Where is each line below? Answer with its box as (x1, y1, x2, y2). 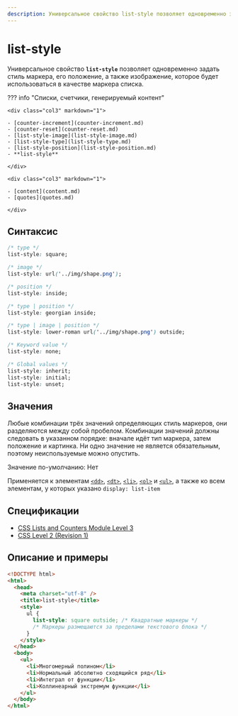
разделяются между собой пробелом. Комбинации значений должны (7, 426, 220, 435)
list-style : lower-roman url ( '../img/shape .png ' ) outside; (7, 329, 186, 336)
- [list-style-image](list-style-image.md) (7, 132, 138, 139)
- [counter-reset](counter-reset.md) (7, 126, 119, 133)
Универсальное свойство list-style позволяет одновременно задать (7, 65, 220, 73)
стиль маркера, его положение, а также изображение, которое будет (7, 72, 219, 80)
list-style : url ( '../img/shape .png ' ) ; (7, 270, 122, 277)
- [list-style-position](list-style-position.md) (7, 144, 157, 151)
